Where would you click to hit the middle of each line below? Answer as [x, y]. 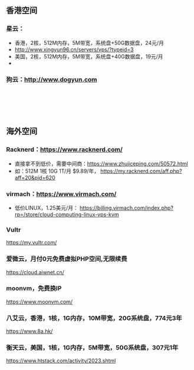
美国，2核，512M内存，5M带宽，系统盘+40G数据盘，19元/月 [89, 56]
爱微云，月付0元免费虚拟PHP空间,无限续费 [67, 259]
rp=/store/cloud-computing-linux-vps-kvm [67, 214]
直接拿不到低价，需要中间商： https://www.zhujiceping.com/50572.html [101, 163]
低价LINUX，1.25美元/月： [46, 207]
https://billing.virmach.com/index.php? [126, 207]
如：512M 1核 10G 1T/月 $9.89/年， [57, 171]
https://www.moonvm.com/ [39, 302]
